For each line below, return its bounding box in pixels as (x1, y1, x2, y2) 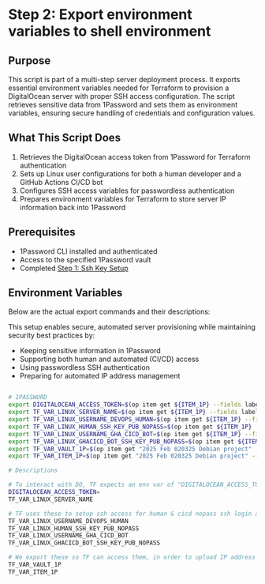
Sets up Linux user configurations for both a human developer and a (19, 168, 242, 179)
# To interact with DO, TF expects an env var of (8, 480, 175, 489)
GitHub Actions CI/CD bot (19, 177, 103, 187)
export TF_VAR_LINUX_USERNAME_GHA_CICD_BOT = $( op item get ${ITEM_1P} (8, 430, 242, 438)
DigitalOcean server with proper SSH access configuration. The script (8, 92, 235, 100)
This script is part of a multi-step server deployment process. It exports (8, 75, 241, 84)
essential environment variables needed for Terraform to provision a (8, 83, 230, 92)
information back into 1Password (19, 202, 126, 212)
